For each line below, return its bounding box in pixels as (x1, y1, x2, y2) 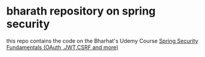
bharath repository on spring (6, 4, 156, 18)
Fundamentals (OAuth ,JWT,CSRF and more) (6, 44, 119, 51)
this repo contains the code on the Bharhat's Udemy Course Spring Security (6, 37, 199, 44)
